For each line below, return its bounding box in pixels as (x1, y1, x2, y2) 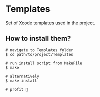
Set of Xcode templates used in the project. (5, 20, 96, 26)
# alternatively (5, 74, 39, 79)
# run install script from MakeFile (5, 61, 82, 66)
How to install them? (5, 34, 71, 43)
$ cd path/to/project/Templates (5, 52, 73, 57)
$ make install (5, 78, 37, 83)
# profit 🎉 (5, 87, 28, 92)
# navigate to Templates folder (5, 47, 73, 53)
